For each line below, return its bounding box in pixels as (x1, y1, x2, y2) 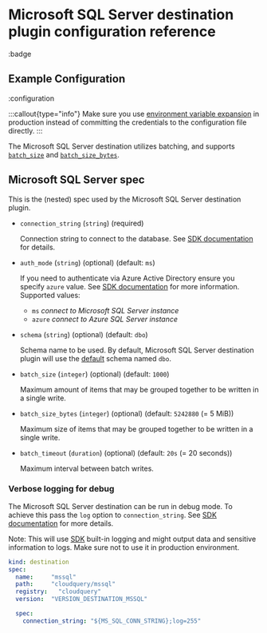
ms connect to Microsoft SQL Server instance (31, 305, 179, 315)
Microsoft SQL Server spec (8, 173, 145, 187)
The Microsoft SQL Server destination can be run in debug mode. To (8, 501, 233, 511)
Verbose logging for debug (8, 484, 115, 495)
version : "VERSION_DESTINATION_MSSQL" (15, 595, 148, 603)
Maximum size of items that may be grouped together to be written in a (19, 424, 253, 433)
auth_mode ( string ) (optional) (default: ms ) (19, 257, 155, 267)
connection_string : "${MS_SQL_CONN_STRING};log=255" (22, 617, 202, 625)
